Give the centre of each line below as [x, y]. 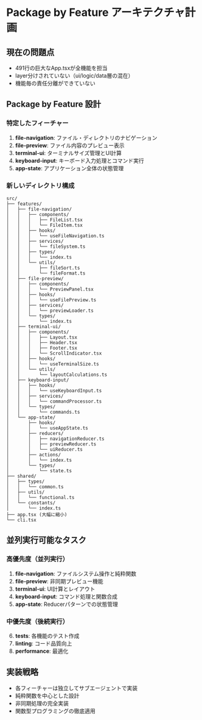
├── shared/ [21, 476]
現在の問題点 [30, 52]
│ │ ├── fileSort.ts [43, 268]
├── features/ [24, 204]
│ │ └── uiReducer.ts [45, 449]
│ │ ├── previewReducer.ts [51, 444]
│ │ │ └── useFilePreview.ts [51, 300]
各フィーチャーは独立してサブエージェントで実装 [76, 688]
